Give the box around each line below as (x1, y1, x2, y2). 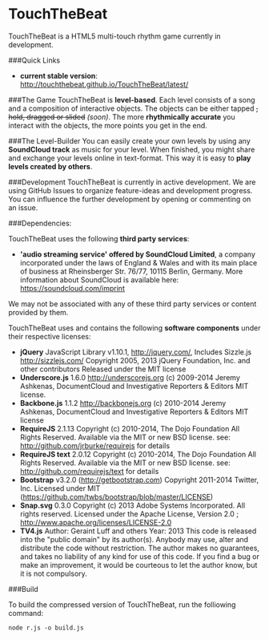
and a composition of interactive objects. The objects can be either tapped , (8, 103, 259, 113)
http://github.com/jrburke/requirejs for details (19, 440, 171, 450)
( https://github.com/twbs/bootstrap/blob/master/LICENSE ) (19, 492, 214, 501)
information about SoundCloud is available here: (19, 274, 179, 285)
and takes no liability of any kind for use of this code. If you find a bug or (19, 551, 260, 561)
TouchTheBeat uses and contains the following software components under (8, 322, 261, 333)
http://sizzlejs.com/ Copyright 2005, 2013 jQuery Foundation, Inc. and (19, 355, 251, 365)
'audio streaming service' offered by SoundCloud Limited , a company (19, 249, 256, 259)
